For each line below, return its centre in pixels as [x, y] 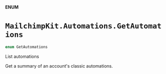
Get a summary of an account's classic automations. [59, 66]
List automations [22, 56]
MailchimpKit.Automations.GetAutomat [83, 26]
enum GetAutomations [27, 47]
